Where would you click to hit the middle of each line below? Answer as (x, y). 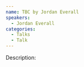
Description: (21, 58)
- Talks (21, 35)
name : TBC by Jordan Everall (42, 12)
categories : (21, 29)
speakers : (18, 18)
